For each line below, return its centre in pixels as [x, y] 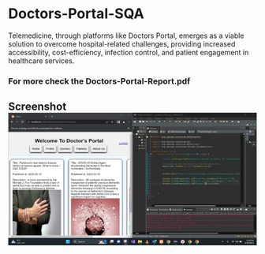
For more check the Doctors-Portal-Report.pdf [99, 81]
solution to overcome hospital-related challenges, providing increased [122, 43]
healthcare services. [41, 61]
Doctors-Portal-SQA [76, 14]
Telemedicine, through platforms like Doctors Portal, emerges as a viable [126, 35]
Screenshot [37, 107]
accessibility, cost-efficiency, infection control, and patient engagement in [129, 52]
